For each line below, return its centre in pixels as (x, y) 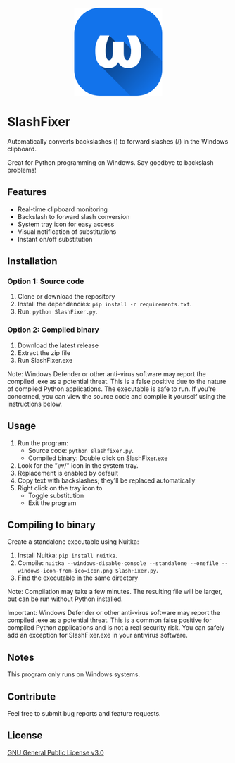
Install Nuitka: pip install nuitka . (67, 556)
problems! (22, 170)
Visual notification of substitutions (67, 231)
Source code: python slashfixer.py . (81, 450)
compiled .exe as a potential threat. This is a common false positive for (110, 620)
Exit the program (52, 503)
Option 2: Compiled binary (53, 330)
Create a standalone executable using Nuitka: (73, 542)
